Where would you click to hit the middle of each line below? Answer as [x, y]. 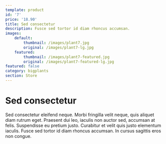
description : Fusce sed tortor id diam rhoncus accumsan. [68, 29]
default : [24, 38]
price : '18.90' [21, 19]
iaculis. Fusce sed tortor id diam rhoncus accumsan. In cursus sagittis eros [83, 131]
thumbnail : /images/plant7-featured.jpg [67, 57]
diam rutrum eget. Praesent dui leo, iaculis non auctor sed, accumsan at [80, 120]
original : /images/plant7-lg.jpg [59, 47]
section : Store [21, 76]
